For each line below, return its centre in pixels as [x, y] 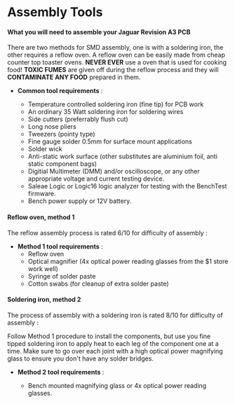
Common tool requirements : [60, 91]
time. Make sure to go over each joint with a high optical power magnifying [115, 351]
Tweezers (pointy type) [62, 134]
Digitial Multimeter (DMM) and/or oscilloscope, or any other [114, 172]
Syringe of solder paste [62, 276]
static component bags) [62, 164]
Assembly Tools [55, 12]
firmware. [42, 194]
